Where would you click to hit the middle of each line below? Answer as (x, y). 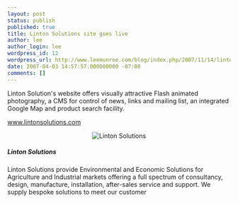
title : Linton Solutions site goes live (68, 34)
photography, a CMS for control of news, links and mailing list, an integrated (118, 100)
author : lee (25, 40)
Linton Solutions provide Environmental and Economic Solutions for (106, 170)
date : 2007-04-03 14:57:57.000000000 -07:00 (74, 66)
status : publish (31, 21)
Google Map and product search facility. (66, 108)
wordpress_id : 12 (33, 54)
